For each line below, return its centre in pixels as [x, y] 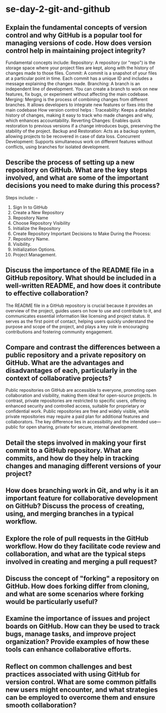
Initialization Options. [34, 249]
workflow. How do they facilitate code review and [83, 546]
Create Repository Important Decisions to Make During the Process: [82, 234]
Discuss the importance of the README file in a [80, 270]
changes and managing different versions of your [83, 466]
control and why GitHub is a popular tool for [74, 35]
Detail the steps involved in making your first [76, 443]
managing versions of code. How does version [79, 43]
